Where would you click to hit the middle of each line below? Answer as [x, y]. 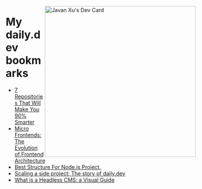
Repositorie [29, 96]
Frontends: [28, 135]
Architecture [30, 161]
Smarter [24, 122]
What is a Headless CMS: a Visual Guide [65, 180]
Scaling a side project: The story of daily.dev [70, 173]
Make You [27, 109]
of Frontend [29, 154]
